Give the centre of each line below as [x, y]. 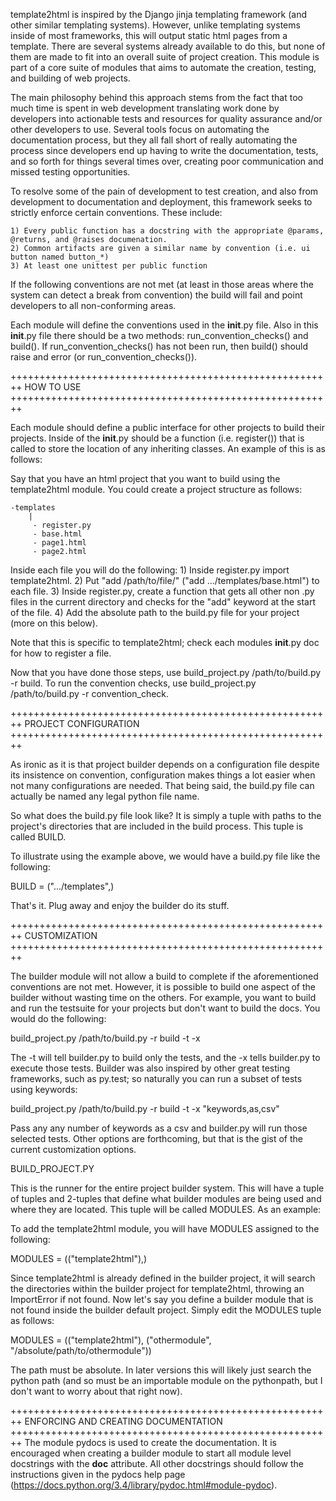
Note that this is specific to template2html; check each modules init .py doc [165, 642]
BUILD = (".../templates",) [62, 886]
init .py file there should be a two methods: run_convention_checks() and [159, 335]
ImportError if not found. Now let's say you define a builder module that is [162, 1299]
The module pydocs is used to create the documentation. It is [150, 1442]
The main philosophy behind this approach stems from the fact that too [156, 97]
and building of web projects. [70, 78]
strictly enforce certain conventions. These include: [116, 212]
